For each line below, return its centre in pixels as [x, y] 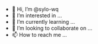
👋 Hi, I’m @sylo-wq [35, 9]
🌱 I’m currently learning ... [43, 22]
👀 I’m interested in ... [37, 15]
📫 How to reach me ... [39, 35]
